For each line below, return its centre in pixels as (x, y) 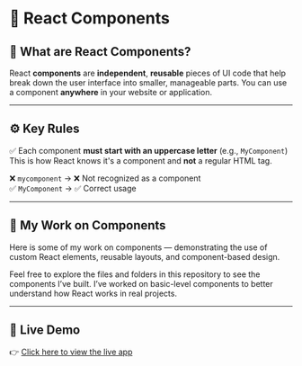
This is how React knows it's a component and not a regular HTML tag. (141, 160)
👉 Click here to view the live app (71, 352)
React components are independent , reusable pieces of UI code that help (147, 73)
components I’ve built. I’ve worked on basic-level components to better (142, 283)
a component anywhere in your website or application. (111, 92)
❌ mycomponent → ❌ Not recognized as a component (105, 178)
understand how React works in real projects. (93, 293)
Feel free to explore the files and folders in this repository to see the (135, 274)
